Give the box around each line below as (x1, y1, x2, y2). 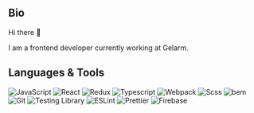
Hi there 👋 (8, 27, 41, 37)
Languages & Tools (8, 66, 105, 80)
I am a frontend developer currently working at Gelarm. (8, 43, 189, 53)
